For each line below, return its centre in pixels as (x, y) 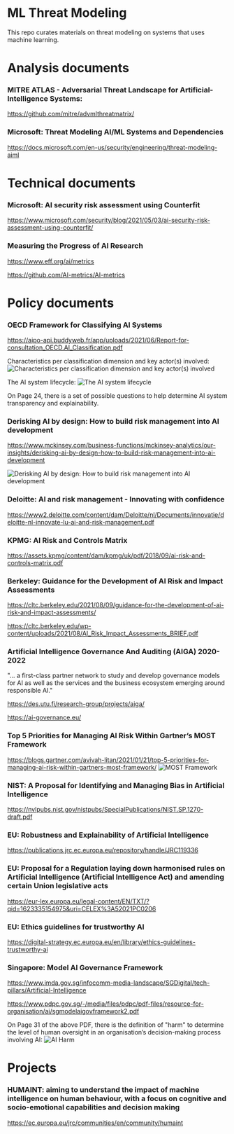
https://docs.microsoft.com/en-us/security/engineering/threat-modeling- (112, 147)
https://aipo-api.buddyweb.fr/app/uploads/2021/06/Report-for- (98, 340)
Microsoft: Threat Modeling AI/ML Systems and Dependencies (115, 132)
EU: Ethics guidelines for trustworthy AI (76, 927)
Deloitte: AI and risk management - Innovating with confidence (116, 499)
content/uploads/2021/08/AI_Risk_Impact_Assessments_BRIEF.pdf (103, 634)
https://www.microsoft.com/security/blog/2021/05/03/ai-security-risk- (109, 220)
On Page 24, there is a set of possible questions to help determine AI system (117, 395)
